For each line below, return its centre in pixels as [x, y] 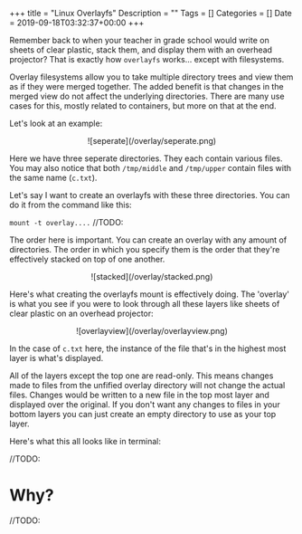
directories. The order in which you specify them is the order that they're [145, 249]
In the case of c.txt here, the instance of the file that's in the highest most [148, 348]
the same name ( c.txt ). [53, 177]
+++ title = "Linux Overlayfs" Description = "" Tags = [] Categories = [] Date [151, 13]
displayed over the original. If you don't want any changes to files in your [145, 405]
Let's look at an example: [56, 123]
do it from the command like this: [71, 205]
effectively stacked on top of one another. [87, 259]
